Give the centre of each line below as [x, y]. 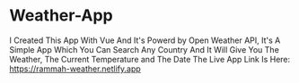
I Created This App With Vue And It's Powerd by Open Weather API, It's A [145, 40]
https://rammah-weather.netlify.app [75, 69]
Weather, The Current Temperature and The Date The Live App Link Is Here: [150, 59]
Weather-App [62, 16]
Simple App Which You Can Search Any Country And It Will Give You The [145, 49]
